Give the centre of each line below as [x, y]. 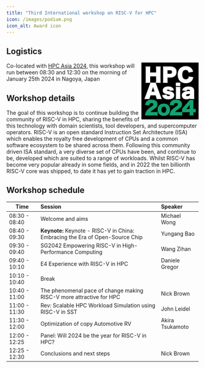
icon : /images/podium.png [39, 19]
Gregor [170, 267]
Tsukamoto [175, 327]
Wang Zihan [176, 249]
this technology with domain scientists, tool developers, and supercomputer [102, 126]
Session [51, 207]
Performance [57, 252]
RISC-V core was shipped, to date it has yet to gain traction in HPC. [91, 171]
